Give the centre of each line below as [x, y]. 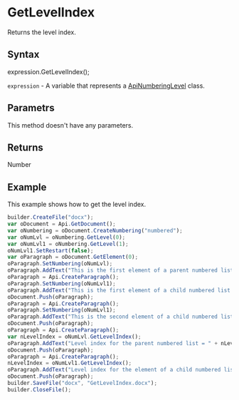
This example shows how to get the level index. [77, 205]
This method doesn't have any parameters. [70, 125]
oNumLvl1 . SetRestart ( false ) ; [51, 250]
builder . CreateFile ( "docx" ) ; [51, 217]
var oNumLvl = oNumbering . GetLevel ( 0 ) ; [67, 237]
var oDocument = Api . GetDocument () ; [62, 224]
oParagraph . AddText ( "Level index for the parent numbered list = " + [113, 343]
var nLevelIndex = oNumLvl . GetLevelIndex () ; [74, 337]
